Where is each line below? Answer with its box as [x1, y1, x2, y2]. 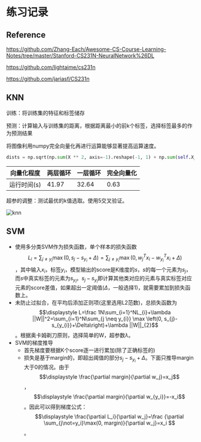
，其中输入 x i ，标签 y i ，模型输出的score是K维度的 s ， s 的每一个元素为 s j [14, 266, 187, 275]
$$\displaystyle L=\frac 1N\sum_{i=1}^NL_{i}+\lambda [38, 309, 171, 316]
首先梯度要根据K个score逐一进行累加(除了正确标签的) [23, 347, 156, 354]
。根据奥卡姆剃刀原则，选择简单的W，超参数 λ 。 [14, 332, 134, 339]
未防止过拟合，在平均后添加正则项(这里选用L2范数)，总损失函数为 [14, 299, 178, 306]
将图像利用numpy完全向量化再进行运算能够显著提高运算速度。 [6, 142, 160, 149]
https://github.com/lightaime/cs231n [6, 64, 96, 71]
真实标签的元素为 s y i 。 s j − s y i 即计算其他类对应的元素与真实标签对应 [28, 275, 193, 284]
